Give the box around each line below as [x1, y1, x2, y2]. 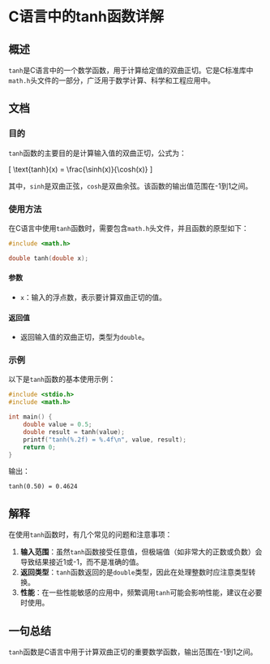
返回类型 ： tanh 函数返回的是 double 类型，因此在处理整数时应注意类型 [19, 567, 249, 577]
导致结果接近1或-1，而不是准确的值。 [19, 558, 144, 567]
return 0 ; [23, 443, 57, 451]
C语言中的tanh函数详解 [8, 7, 165, 26]
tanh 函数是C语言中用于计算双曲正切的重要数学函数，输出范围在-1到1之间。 [8, 647, 258, 657]
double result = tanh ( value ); [23, 427, 126, 436]
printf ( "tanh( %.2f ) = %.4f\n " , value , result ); [23, 436, 186, 444]
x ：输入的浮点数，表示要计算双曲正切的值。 [19, 292, 166, 302]
